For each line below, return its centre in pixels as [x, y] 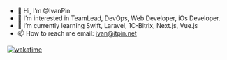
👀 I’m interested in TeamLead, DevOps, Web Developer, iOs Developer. [119, 18]
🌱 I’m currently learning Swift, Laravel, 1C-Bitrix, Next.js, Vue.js [108, 25]
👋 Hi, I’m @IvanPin [44, 11]
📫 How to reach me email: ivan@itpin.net [77, 33]
